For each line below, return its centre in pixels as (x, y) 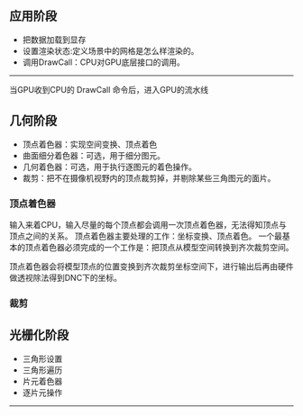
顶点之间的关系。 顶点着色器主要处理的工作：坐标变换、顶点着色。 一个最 (146, 236)
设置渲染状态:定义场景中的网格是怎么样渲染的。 (110, 50)
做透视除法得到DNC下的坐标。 (65, 277)
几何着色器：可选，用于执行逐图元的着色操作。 (109, 167)
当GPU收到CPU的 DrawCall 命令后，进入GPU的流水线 (109, 89)
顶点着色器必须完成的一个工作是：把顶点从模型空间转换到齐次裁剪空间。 (159, 247)
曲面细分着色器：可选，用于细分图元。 (93, 155)
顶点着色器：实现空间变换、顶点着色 (90, 144)
